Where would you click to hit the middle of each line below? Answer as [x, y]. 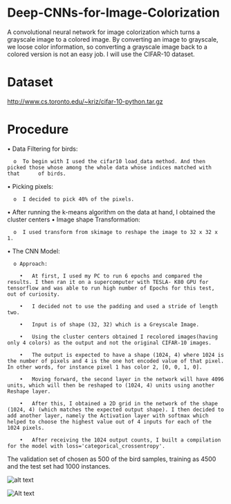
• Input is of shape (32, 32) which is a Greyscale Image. [109, 324]
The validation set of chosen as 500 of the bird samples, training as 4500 [112, 459]
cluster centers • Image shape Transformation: [74, 219]
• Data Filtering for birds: [43, 149]
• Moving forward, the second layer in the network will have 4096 [122, 379]
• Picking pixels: [30, 186]
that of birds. [37, 174]
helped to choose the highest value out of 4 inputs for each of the [110, 421]
